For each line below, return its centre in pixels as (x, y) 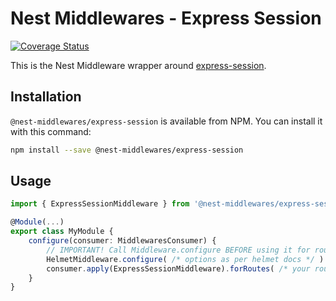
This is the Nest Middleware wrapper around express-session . (138, 65)
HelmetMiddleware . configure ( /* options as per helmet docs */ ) (185, 259)
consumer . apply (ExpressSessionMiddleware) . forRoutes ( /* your (178, 268)
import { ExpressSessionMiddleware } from (100, 204)
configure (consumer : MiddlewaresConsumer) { (122, 241)
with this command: (51, 131)
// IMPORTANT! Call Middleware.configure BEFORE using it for (178, 250)
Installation (46, 97)
